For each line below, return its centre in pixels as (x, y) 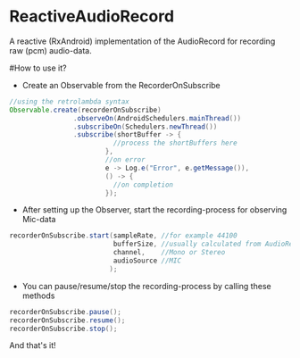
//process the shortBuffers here (175, 143)
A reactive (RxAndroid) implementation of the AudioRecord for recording (142, 41)
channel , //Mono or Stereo (169, 253)
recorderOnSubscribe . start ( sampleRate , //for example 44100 (124, 236)
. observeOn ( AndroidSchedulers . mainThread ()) (157, 118)
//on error (125, 160)
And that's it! (33, 346)
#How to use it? (38, 68)
